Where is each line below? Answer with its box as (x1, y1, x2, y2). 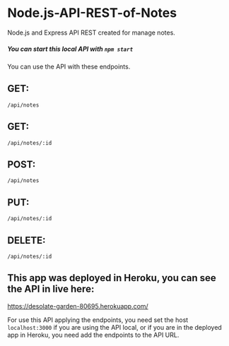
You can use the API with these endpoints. (7, 62, 131, 71)
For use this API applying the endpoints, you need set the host (7, 316, 189, 324)
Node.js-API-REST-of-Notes (7, 5, 177, 21)
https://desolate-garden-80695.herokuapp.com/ (7, 302, 148, 310)
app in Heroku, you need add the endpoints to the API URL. (7, 330, 180, 339)
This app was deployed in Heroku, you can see (7, 272, 217, 284)
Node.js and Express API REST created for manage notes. (7, 28, 175, 37)
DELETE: (7, 234, 46, 246)
